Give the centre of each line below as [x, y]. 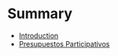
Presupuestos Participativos [64, 43]
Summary [40, 14]
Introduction [39, 35]
